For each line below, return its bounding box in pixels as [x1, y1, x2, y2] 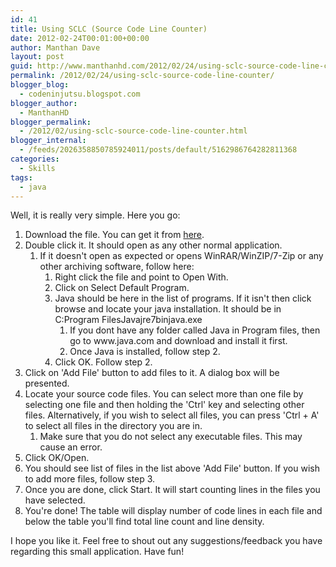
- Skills [19, 163, 56, 173]
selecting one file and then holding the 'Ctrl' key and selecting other [24, 399, 305, 411]
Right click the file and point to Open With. [54, 271, 229, 283]
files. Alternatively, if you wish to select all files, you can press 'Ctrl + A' [24, 409, 320, 421]
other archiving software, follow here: [39, 261, 195, 273]
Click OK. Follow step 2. [54, 356, 153, 368]
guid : [10, 61, 33, 71]
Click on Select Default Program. [54, 282, 190, 294]
